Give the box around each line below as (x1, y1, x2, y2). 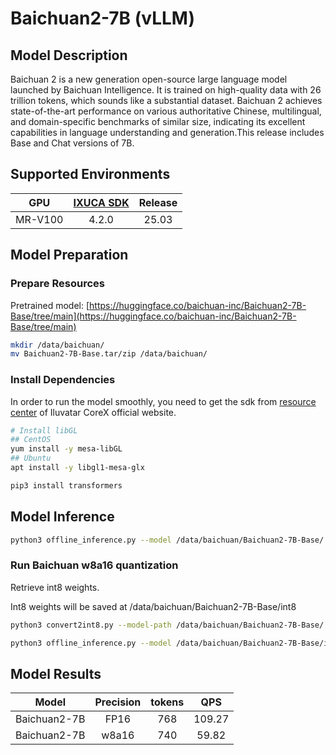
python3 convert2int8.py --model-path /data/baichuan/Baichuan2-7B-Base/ (10, 620, 325, 630)
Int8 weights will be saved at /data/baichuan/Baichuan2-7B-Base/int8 (10, 600, 297, 612)
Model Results (10, 665, 102, 682)
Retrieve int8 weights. (10, 581, 100, 593)
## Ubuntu (10, 453, 52, 464)
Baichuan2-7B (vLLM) (10, 7, 195, 30)
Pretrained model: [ (10, 299, 90, 311)
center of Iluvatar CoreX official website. (10, 406, 177, 418)
